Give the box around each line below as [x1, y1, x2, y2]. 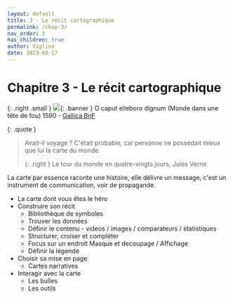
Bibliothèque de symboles [27, 209, 103, 218]
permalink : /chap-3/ [7, 23, 68, 30]
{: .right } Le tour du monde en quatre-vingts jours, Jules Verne [24, 160, 207, 168]
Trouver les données [27, 216, 88, 225]
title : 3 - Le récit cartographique [7, 17, 114, 24]
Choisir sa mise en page [17, 254, 88, 262]
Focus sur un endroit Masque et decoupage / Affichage [27, 239, 188, 247]
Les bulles [27, 276, 58, 285]
